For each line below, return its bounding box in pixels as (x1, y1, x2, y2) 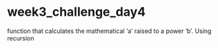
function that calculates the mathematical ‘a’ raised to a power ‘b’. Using (7, 27, 212, 35)
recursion (7, 34, 34, 42)
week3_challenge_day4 (7, 4, 146, 20)
